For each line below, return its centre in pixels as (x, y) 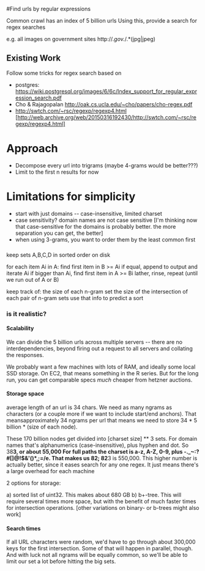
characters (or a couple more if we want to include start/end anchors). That (102, 414)
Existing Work (34, 58)
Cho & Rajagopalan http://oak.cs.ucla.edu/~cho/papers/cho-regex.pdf (104, 104)
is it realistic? (27, 314)
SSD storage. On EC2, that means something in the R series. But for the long (102, 373)
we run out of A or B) (33, 279)
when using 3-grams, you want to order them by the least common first (105, 239)
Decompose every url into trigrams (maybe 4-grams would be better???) (106, 165)
